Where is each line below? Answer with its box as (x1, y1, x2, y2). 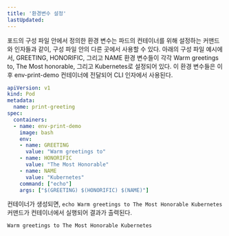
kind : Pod (7, 91, 36, 98)
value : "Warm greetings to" (25, 149, 107, 155)
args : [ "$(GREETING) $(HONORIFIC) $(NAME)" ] (19, 186, 149, 193)
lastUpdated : (7, 17, 45, 23)
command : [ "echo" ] (19, 180, 72, 187)
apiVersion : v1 (7, 84, 51, 92)
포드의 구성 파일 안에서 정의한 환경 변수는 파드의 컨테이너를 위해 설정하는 (7, 36, 201, 45)
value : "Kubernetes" (25, 173, 85, 181)
